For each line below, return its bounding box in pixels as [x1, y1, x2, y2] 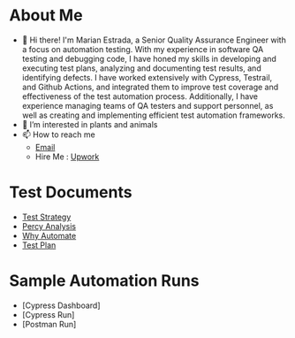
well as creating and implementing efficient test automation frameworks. [21, 110, 285, 120]
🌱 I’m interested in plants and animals [21, 119, 158, 129]
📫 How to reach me [21, 129, 95, 140]
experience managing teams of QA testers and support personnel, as [21, 100, 274, 111]
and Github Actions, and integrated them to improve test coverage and [21, 81, 279, 92]
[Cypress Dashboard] [21, 300, 101, 311]
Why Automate [21, 230, 77, 241]
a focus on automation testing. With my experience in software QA [21, 43, 264, 54]
